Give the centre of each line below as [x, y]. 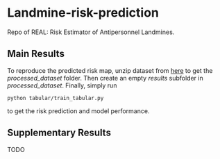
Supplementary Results [59, 133]
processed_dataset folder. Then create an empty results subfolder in [105, 78]
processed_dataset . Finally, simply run [62, 85]
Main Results [36, 54]
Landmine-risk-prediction [83, 13]
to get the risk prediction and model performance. [78, 111]
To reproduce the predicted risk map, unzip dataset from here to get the [110, 70]
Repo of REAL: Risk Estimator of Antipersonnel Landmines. [91, 32]
